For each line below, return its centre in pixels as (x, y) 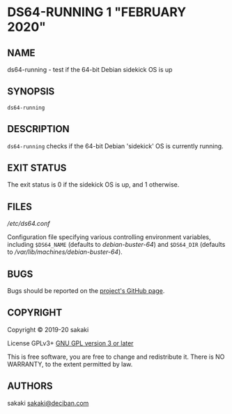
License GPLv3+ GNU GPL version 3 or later (70, 343)
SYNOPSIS (31, 92)
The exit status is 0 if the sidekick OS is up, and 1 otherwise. (93, 185)
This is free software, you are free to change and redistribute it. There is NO (116, 357)
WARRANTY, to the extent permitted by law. (70, 364)
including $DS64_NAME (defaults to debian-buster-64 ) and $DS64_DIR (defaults (116, 245)
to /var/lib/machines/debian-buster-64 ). (65, 252)
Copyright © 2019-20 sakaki (48, 329)
